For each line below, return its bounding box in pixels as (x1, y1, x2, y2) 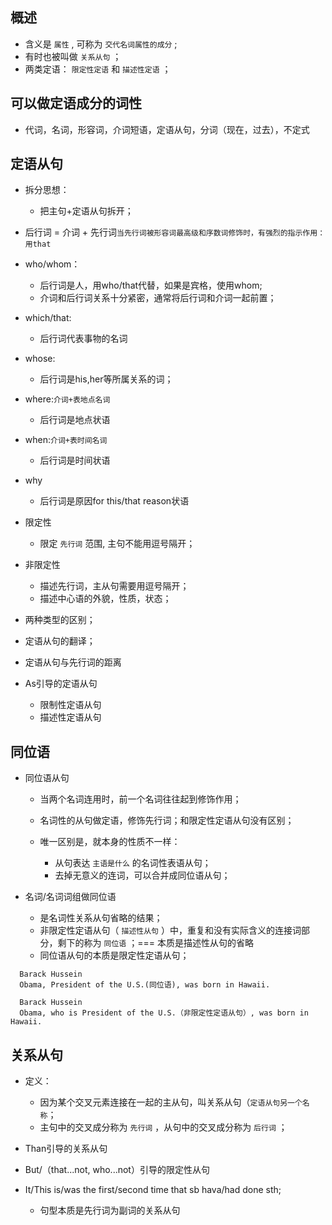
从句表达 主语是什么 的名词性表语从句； (54, 857, 212, 869)
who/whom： (24, 258, 81, 270)
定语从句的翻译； (24, 635, 96, 647)
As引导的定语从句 (24, 678, 98, 690)
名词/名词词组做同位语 (24, 891, 117, 903)
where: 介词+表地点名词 (24, 393, 111, 405)
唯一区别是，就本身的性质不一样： (39, 836, 181, 848)
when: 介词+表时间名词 (24, 434, 108, 446)
